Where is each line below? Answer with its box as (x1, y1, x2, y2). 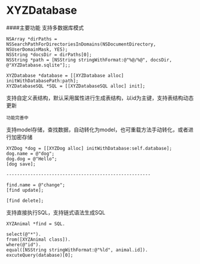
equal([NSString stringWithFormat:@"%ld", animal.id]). (6, 247, 148, 253)
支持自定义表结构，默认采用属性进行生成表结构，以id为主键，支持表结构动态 (6, 94, 194, 102)
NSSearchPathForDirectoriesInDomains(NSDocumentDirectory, (6, 41, 156, 47)
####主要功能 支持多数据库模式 (6, 24, 84, 31)
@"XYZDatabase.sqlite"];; (6, 62, 70, 68)
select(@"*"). (6, 231, 42, 237)
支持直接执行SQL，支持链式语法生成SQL (6, 208, 106, 216)
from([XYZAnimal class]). (6, 237, 70, 242)
